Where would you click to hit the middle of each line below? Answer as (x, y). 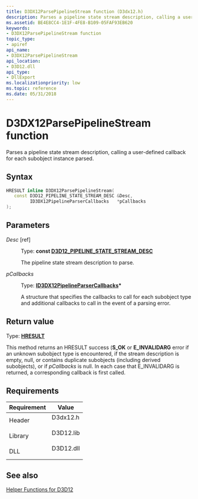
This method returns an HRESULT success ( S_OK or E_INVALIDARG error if (98, 347)
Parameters (28, 225)
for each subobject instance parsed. (50, 158)
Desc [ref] (19, 239)
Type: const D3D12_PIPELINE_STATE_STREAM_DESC (87, 251)
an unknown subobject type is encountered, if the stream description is (93, 353)
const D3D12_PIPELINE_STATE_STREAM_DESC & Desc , (73, 196)
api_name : (18, 50)
